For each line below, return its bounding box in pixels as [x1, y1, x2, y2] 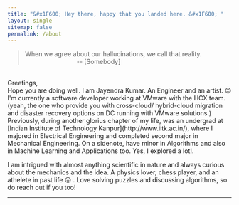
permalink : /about [7, 30, 62, 38]
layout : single [7, 17, 53, 24]
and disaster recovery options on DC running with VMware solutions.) [7, 109, 212, 117]
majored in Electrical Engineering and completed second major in [7, 132, 198, 140]
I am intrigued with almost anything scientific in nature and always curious [7, 161, 225, 169]
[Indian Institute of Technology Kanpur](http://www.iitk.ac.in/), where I [7, 124, 213, 132]
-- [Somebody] [76, 58, 121, 66]
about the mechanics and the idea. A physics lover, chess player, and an [7, 168, 219, 177]
